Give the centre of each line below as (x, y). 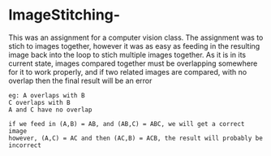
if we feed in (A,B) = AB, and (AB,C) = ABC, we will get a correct (127, 123)
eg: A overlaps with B (47, 95)
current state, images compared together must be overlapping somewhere (133, 63)
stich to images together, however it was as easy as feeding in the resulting (134, 45)
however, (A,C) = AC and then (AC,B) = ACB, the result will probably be (136, 138)
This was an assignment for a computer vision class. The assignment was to (136, 37)
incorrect (25, 145)
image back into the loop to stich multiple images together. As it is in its (127, 54)
